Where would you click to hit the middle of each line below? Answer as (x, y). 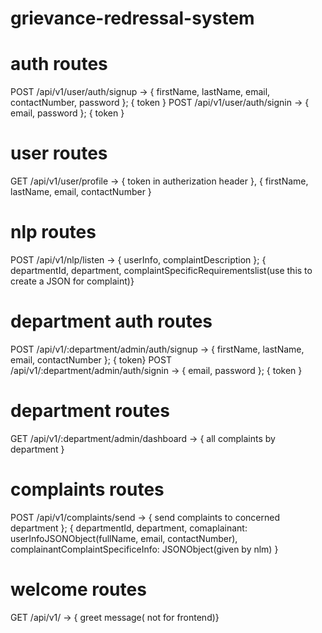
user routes (59, 153)
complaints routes (87, 489)
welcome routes (78, 589)
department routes (90, 411)
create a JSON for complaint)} (72, 281)
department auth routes (111, 321)
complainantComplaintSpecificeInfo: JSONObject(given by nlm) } (144, 549)
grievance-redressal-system (132, 18)
